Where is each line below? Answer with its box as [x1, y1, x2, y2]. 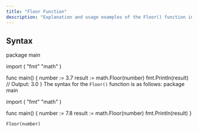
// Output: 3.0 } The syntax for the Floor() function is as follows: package [6, 81, 185, 88]
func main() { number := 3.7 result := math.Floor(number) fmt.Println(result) [6, 74, 189, 81]
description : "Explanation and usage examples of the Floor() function [6, 14, 186, 20]
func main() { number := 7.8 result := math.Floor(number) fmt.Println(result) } [6, 110, 192, 117]
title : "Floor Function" [6, 8, 67, 15]
